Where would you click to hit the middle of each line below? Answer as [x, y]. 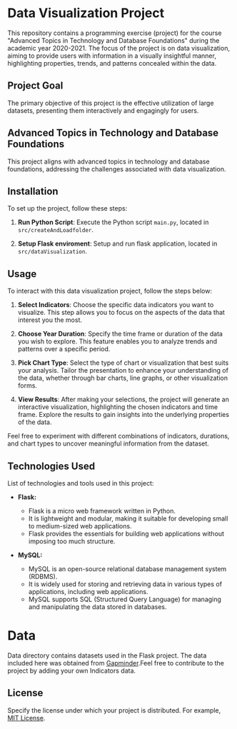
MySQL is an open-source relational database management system [127, 569]
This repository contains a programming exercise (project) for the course [115, 33]
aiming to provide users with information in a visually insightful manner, [112, 56]
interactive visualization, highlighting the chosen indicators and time [118, 407]
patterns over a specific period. [64, 349]
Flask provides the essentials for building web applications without [126, 534]
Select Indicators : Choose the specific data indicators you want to [116, 305]
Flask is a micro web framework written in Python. [102, 511]
